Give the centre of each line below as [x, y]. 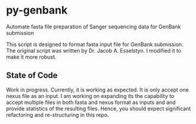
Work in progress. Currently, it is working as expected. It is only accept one [97, 90]
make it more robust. [31, 57]
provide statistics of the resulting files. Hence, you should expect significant [99, 108]
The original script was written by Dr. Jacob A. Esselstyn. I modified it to [94, 50]
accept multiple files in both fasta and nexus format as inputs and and [91, 102]
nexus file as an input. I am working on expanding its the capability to [90, 96]
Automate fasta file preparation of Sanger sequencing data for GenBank [94, 27]
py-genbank [37, 10]
